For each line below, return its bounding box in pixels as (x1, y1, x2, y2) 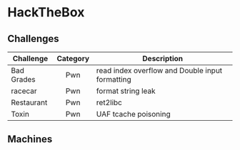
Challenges (7, 33, 59, 45)
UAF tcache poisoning (96, 109, 171, 119)
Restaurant (11, 97, 48, 107)
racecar (11, 86, 37, 96)
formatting (96, 75, 132, 84)
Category (56, 54, 90, 63)
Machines (7, 133, 53, 146)
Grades (11, 75, 36, 84)
